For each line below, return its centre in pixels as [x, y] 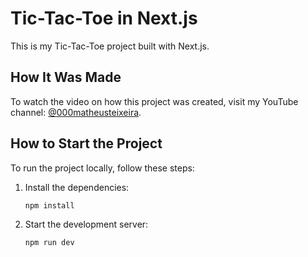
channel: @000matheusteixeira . [76, 112]
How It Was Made [66, 77]
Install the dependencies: [77, 187]
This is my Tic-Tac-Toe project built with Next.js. [110, 46]
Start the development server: [86, 224]
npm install [49, 205]
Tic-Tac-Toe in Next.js [104, 18]
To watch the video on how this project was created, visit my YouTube [154, 101]
